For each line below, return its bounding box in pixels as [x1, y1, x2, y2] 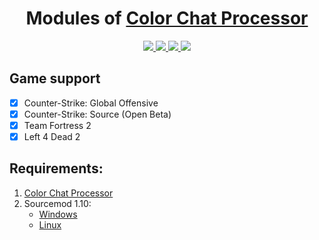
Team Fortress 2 [23, 119, 92, 131]
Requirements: [9, 160, 104, 177]
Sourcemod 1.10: [23, 197, 92, 209]
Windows [38, 208, 78, 220]
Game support [9, 70, 101, 87]
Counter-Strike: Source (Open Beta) [23, 108, 172, 120]
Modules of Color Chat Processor [25, 7, 309, 30]
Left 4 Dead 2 [23, 130, 81, 142]
